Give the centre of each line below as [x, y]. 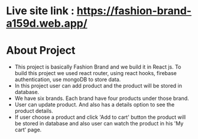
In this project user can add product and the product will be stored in [98, 86]
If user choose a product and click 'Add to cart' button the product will [100, 117]
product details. [34, 111]
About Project [41, 51]
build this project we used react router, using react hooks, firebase [96, 73]
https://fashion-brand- [134, 11]
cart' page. [28, 130]
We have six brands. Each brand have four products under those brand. [102, 98]
